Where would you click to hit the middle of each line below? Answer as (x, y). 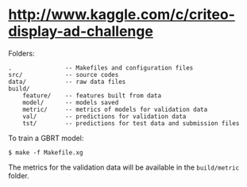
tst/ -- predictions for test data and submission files (131, 123)
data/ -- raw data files (67, 82)
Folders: (21, 53)
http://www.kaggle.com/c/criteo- (122, 15)
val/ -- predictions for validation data (104, 116)
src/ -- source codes (64, 74)
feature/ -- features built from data (92, 95)
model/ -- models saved (71, 102)
